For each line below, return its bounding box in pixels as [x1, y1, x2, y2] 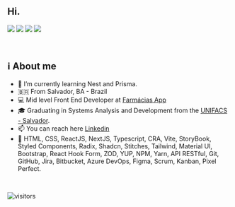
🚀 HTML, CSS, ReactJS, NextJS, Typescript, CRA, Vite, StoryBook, [17, 134, 212, 143]
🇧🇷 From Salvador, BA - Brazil [17, 87, 108, 95]
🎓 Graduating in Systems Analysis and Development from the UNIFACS [17, 106, 228, 114]
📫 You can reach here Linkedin [17, 124, 110, 133]
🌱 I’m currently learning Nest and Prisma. [17, 79, 138, 88]
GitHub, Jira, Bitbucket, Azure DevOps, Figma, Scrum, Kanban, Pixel [17, 157, 217, 165]
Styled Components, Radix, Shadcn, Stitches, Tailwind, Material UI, [17, 141, 213, 150]
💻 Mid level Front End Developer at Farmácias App [17, 95, 166, 104]
